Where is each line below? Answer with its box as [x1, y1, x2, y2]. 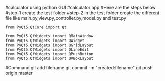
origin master [5, 70, 33, 76]
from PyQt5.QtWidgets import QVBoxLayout [5, 56, 94, 61]
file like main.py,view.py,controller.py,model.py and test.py [5, 15, 126, 21]
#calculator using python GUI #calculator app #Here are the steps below [5, 5, 156, 10]
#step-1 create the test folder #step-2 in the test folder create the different [5, 10, 160, 16]
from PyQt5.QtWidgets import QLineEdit [5, 47, 89, 52]
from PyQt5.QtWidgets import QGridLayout [5, 43, 94, 48]
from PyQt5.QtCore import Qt [5, 25, 67, 30]
